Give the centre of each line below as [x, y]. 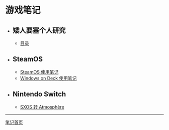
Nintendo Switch [39, 94]
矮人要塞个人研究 [39, 30]
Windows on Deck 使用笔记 [48, 78]
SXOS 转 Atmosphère [42, 107]
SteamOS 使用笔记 [39, 72]
